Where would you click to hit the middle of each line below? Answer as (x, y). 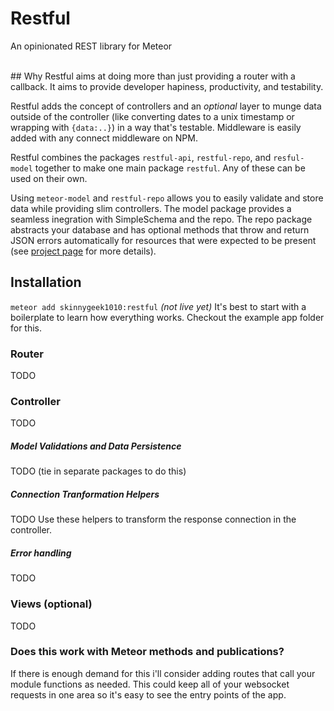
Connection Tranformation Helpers (85, 494)
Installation (46, 282)
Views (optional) (51, 604)
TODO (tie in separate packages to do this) (98, 471)
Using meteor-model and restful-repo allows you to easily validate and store (167, 198)
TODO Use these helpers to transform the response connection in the (153, 519)
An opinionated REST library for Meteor (91, 46)
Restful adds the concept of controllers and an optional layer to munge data (166, 106)
